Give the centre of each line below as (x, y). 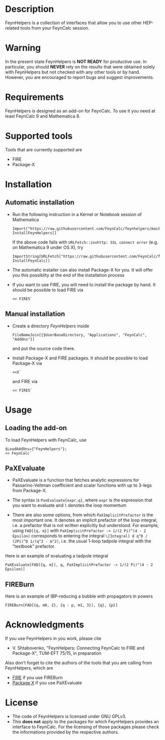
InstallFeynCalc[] (31, 261)
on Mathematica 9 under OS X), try (48, 247)
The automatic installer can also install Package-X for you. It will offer (82, 270)
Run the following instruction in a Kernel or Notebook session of (77, 214)
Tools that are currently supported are (44, 149)
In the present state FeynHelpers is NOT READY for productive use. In (76, 61)
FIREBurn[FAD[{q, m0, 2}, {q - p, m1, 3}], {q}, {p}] (62, 605)
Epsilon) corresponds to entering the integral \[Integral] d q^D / (80, 536)
